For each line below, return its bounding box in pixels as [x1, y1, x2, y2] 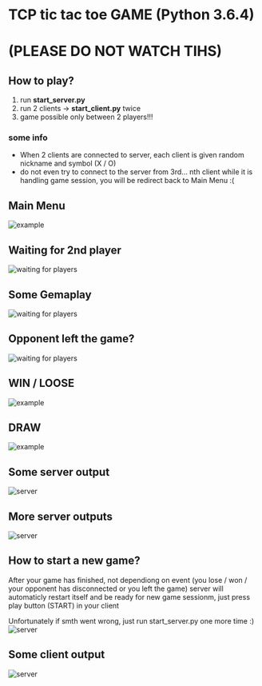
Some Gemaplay [8, 288, 92, 301]
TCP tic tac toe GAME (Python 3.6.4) [8, 6, 255, 24]
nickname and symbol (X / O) [19, 158, 117, 169]
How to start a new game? [8, 554, 141, 568]
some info [8, 132, 48, 143]
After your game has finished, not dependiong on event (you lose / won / [8, 575, 248, 584]
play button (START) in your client [8, 600, 120, 610]
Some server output [8, 465, 110, 479]
